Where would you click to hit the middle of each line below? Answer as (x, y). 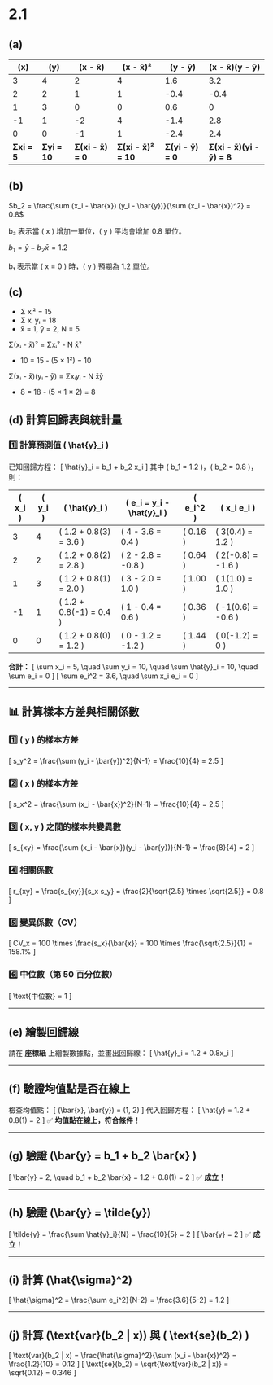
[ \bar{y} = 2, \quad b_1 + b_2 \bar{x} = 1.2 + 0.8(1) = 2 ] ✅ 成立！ (117, 1177)
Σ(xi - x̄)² (135, 147)
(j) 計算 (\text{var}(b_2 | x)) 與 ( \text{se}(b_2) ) (129, 1335)
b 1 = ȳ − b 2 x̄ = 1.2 (38, 248)
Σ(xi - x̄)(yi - (234, 147)
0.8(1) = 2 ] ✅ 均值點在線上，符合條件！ (74, 1120)
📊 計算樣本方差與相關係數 (74, 711)
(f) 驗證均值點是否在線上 (69, 1089)
